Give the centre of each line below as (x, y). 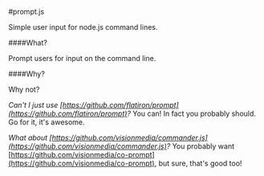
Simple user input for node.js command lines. (83, 27)
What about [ (30, 137)
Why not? (24, 89)
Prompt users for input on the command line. (82, 58)
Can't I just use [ (35, 105)
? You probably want (201, 146)
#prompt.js (26, 12)
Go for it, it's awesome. (47, 122)
